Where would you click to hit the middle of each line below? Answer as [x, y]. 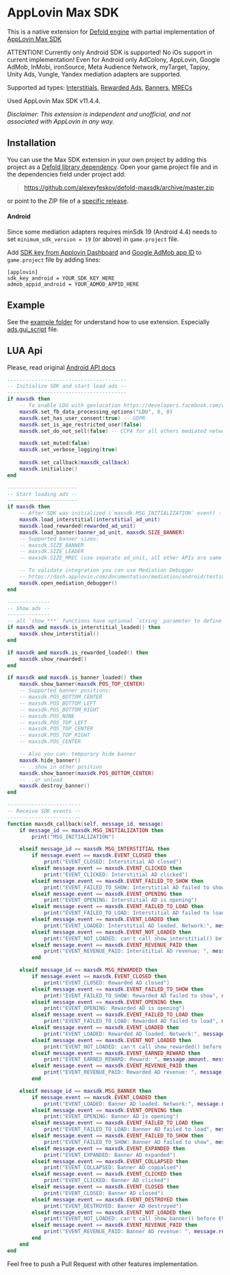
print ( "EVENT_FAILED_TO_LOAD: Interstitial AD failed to [127, 913]
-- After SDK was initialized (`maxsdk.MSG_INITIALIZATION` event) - [121, 513]
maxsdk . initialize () [49, 469]
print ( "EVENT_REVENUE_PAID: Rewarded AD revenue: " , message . [134, 1072]
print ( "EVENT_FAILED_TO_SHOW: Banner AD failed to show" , [128, 1142]
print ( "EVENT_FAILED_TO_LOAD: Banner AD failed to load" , [128, 1129]
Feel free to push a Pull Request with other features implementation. [103, 1264]
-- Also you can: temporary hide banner [78, 754]
